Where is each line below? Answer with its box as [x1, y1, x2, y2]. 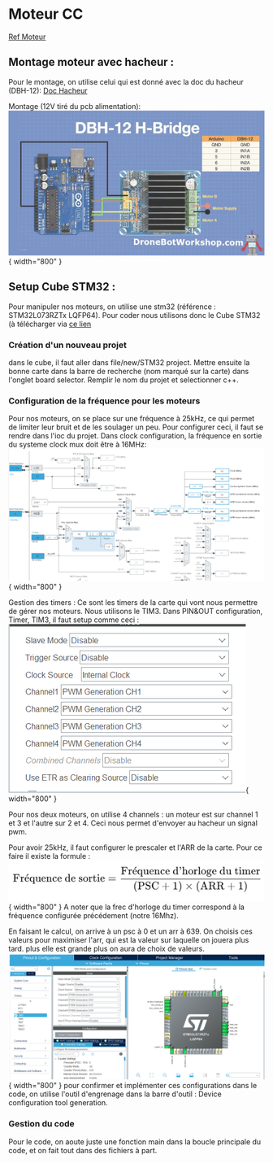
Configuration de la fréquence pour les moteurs [8, 395, 201, 407]
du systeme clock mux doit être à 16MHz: [8, 440, 147, 450]
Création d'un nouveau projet [8, 339, 128, 351]
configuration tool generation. [8, 1098, 108, 1108]
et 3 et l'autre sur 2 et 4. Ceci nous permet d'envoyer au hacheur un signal [8, 818, 258, 828]
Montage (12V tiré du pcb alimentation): [8, 101, 141, 111]
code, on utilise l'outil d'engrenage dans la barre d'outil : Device [8, 1089, 222, 1099]
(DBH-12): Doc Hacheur [8, 85, 88, 95]
